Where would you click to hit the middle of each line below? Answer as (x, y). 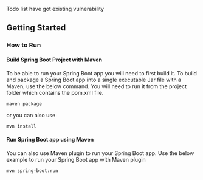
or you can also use (31, 115)
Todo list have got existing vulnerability (55, 9)
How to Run (24, 45)
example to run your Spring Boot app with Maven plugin (76, 159)
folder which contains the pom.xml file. (55, 92)
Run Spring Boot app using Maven (50, 140)
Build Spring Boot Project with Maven (54, 60)
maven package (24, 104)
